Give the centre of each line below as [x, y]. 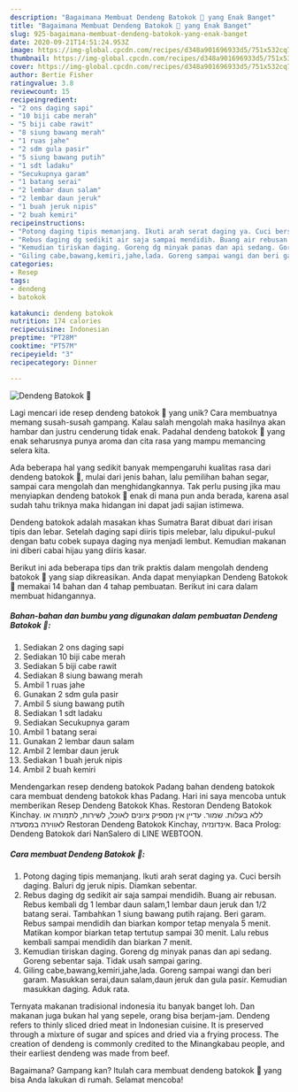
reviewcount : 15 [40, 91]
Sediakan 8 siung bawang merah [83, 676]
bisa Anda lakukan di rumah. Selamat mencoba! [97, 1080]
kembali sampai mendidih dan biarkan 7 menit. [107, 942]
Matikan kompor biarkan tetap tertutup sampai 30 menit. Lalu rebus [145, 933]
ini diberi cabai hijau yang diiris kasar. [78, 550]
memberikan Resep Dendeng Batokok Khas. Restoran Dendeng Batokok [141, 805]
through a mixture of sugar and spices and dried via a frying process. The [145, 1034]
